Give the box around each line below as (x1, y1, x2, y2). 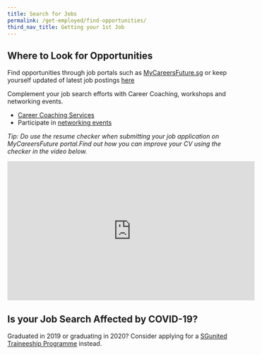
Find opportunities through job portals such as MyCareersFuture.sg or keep (7, 69, 227, 77)
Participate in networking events (17, 118, 112, 127)
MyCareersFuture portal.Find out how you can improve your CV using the (7, 139, 221, 149)
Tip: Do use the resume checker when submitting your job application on (7, 132, 220, 141)
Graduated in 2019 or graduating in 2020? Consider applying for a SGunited (7, 332, 227, 340)
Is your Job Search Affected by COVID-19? (7, 313, 198, 325)
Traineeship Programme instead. (7, 339, 102, 347)
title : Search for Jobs (7, 10, 78, 18)
